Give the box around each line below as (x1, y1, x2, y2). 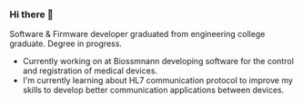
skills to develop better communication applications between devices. (22, 85, 285, 96)
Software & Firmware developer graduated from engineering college (9, 29, 266, 40)
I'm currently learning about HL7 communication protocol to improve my (22, 75, 294, 86)
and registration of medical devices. (22, 65, 157, 76)
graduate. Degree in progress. (9, 38, 123, 49)
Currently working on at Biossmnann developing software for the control (22, 56, 294, 67)
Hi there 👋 (9, 8, 55, 21)
